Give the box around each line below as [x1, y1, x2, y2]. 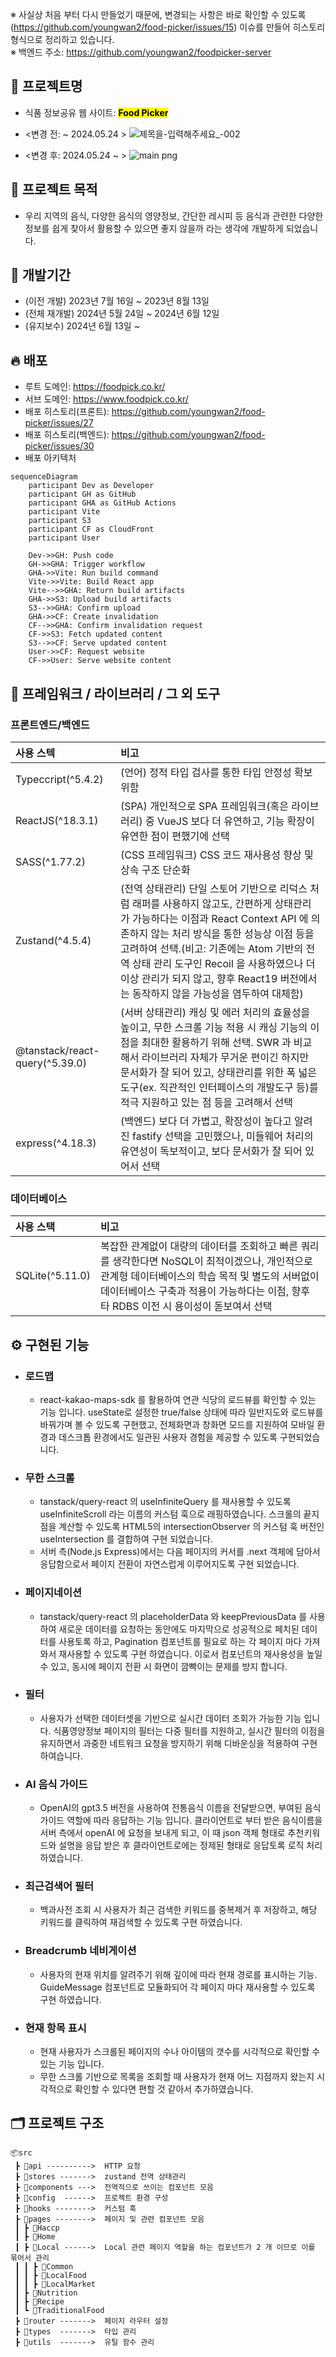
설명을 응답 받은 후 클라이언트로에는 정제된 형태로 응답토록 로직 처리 [58, 1839, 323, 1852]
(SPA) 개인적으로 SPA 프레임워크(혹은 [119, 799, 289, 813]
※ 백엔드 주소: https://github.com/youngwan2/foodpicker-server [10, 46, 272, 58]
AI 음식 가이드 [24, 1777, 88, 1791]
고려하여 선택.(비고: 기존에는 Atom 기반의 [119, 941, 304, 955]
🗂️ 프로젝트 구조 [10, 2115, 105, 2132]
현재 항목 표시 [24, 2021, 87, 2035]
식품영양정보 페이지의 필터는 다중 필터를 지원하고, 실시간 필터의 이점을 [53, 1724, 326, 1737]
